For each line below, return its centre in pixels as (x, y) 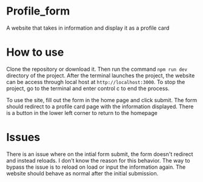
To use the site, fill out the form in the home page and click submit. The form (102, 100)
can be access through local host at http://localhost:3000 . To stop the (96, 82)
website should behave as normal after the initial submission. (82, 173)
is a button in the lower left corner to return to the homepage (82, 112)
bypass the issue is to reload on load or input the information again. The (96, 167)
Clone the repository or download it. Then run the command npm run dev (97, 69)
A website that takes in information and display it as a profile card (88, 28)
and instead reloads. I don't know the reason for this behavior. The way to (98, 160)
